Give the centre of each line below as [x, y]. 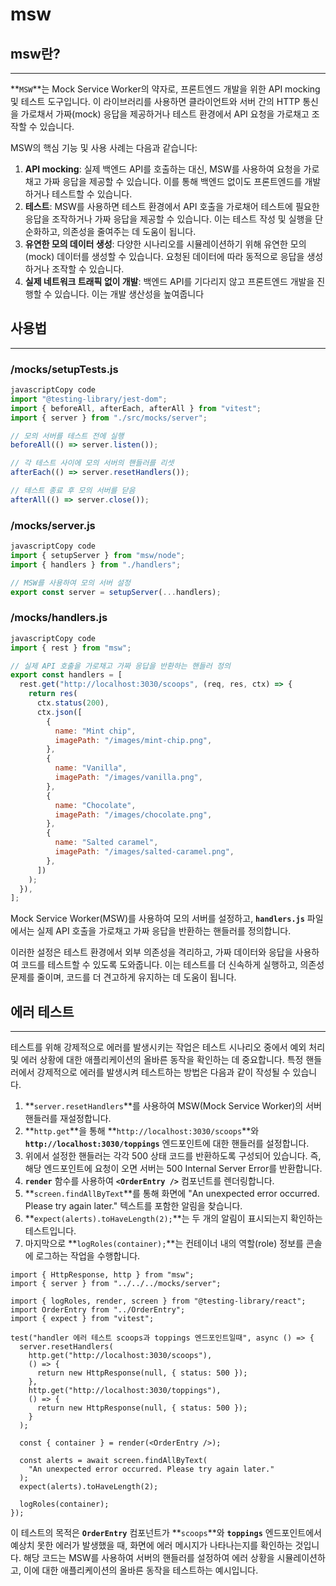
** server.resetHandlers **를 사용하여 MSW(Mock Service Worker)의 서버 [173, 1106]
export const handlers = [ [66, 675]
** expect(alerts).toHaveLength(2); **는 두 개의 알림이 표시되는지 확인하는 [173, 1219]
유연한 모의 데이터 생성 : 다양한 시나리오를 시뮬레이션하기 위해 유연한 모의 [165, 244]
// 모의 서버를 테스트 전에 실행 [67, 436]
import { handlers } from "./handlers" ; [96, 564]
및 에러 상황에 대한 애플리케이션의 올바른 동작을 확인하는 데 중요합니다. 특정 [157, 1060]
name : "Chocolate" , [95, 805]
